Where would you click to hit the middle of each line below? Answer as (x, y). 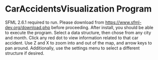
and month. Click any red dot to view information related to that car (72, 38)
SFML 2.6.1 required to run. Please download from (55, 22)
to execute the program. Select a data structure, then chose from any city (78, 32)
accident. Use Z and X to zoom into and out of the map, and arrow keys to (79, 43)
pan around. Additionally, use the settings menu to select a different (72, 48)
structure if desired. (25, 53)
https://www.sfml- (123, 22)
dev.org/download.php (28, 27)
